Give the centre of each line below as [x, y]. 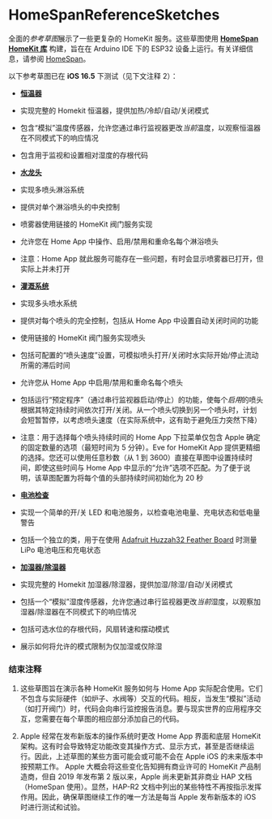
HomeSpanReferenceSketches [114, 15]
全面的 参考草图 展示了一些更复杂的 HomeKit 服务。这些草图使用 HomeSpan [134, 38]
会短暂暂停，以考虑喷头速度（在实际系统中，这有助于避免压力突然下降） [140, 420]
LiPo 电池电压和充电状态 [60, 550]
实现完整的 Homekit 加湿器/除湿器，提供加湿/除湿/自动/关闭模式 [126, 584]
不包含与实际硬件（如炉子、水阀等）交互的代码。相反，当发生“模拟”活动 [140, 699]
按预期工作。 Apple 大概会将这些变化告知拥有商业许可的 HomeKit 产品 [137, 767]
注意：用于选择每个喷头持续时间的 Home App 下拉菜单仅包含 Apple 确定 [140, 437]
